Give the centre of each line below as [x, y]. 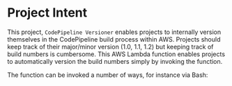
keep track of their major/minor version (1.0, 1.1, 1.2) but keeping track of [110, 46]
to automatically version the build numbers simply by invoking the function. [115, 61]
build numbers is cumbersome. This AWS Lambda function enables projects [116, 54]
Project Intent [47, 13]
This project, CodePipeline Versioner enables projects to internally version [114, 32]
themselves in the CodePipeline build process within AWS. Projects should [114, 39]
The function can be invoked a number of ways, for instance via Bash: [108, 75]
